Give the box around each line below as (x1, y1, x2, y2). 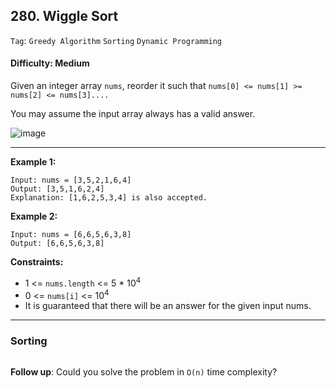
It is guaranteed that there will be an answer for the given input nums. (24, 300, 312, 312)
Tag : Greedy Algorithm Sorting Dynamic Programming (10, 34, 223, 46)
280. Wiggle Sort (10, 8, 119, 25)
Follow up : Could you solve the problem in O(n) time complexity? (10, 365, 278, 378)
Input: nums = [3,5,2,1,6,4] (10, 175, 132, 186)
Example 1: (10, 156, 57, 168)
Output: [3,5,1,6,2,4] (10, 184, 105, 194)
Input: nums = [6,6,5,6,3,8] (10, 230, 132, 240)
